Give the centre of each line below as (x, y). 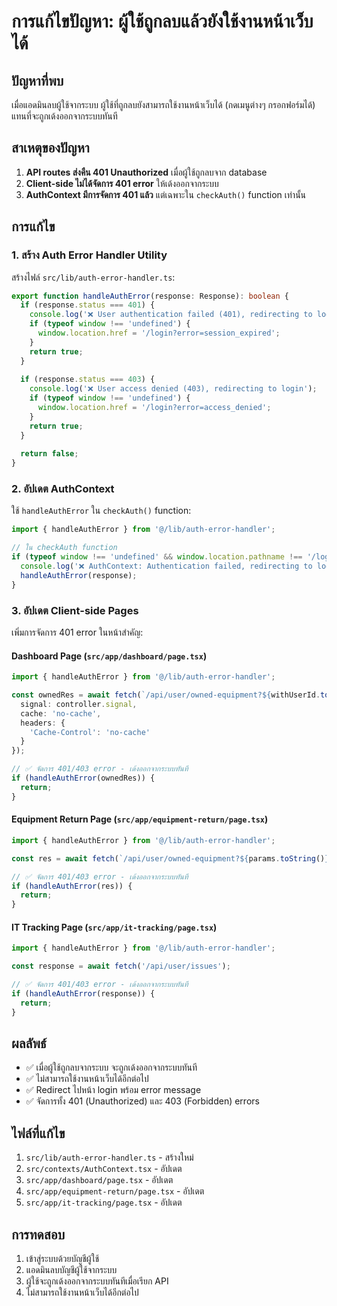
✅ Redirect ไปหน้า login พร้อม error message (113, 1090)
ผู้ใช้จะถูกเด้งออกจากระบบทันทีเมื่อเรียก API (97, 1281)
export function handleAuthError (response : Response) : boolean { (150, 296)
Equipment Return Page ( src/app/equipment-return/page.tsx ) (140, 819)
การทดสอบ (38, 1234)
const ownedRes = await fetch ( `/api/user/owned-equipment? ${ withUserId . (166, 695)
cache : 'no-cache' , (61, 713)
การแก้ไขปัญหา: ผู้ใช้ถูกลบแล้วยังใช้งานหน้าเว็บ (162, 21)
